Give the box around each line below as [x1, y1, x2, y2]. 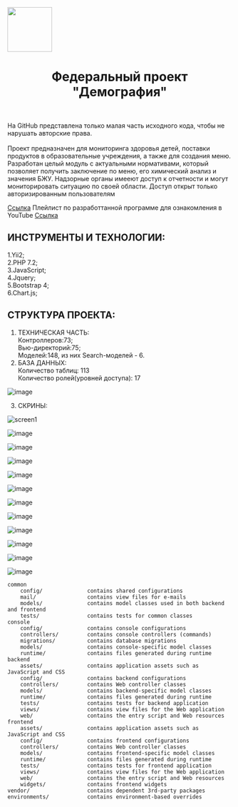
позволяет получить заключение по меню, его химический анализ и [7, 166, 217, 175]
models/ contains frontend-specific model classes [20, 749, 215, 756]
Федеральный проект [51, 68, 188, 85]
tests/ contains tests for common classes [20, 612, 193, 619]
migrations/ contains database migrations [20, 637, 177, 644]
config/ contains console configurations [20, 624, 187, 631]
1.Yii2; [7, 250, 25, 259]
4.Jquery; [7, 273, 36, 282]
